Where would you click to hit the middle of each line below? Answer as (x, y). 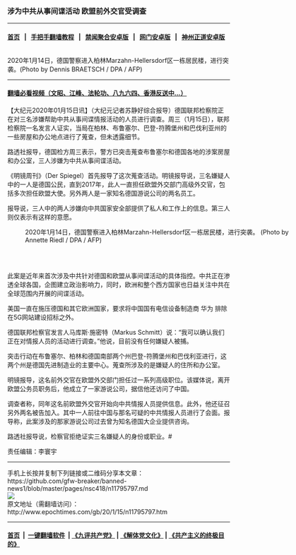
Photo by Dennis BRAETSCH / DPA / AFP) (82, 69)
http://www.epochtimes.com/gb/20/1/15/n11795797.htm (88, 512)
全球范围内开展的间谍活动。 (48, 293)
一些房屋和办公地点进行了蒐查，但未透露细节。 (75, 136)
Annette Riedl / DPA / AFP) (64, 240)
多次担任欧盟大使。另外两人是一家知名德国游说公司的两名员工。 (106, 193)
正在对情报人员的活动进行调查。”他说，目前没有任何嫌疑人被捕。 (100, 341)
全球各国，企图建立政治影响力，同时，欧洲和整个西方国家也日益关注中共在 (122, 285)
